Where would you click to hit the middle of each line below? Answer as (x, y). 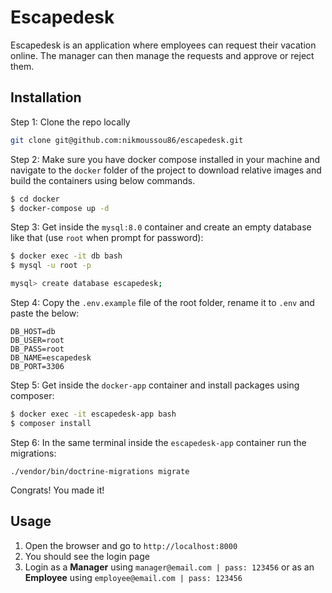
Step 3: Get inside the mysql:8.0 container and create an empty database (161, 227)
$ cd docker (35, 199)
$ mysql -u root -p (51, 266)
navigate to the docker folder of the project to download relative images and (166, 170)
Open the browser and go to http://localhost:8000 (131, 545)
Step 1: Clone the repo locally (70, 122)
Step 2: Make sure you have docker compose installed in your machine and (165, 159)
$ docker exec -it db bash (66, 256)
